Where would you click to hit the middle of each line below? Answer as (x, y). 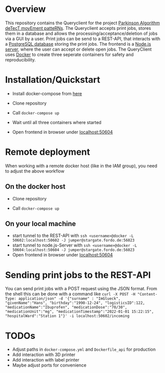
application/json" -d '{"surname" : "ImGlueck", (69, 299)
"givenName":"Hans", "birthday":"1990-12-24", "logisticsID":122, (75, 303)
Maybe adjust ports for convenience (49, 365)
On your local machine (41, 224)
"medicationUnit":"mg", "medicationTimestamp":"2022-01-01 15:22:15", (80, 312)
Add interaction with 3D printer (44, 355)
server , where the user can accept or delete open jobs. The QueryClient (79, 49)
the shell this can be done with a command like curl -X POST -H (70, 294)
